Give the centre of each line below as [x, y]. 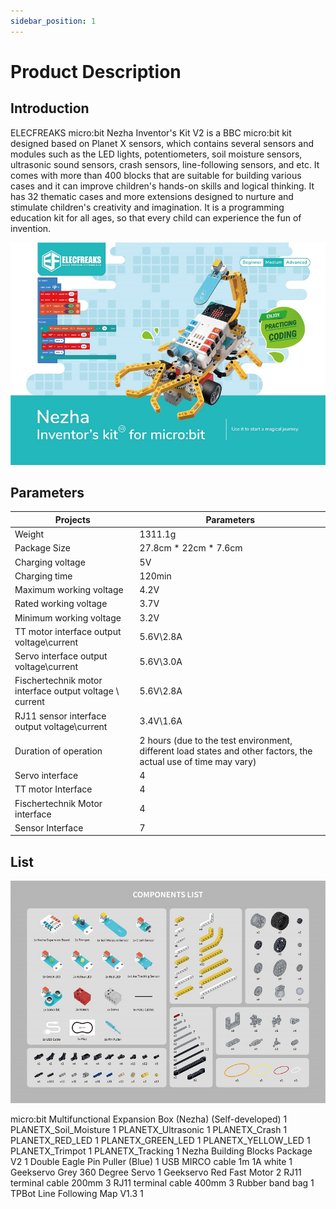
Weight [29, 534]
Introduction [50, 108]
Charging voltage [50, 562]
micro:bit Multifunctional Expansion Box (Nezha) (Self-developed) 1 [149, 1119]
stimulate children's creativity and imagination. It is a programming [147, 207]
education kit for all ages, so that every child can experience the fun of [156, 217]
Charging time [43, 576]
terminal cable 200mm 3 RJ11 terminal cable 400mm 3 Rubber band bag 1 [162, 1183]
